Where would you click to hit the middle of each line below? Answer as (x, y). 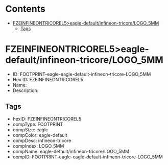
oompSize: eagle (30, 129)
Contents (26, 9)
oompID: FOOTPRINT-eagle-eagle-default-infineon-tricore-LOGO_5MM (88, 157)
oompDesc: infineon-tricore (42, 140)
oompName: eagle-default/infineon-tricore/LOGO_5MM (71, 151)
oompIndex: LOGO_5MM (38, 146)
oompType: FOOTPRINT (38, 124)
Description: (26, 90)
